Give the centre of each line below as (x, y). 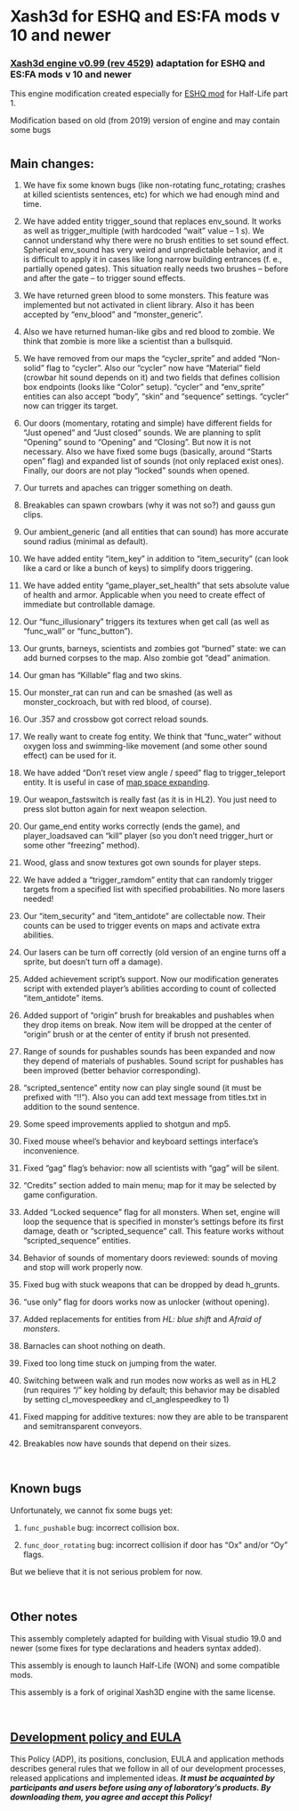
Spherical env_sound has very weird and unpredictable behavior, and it (153, 250)
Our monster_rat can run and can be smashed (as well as (128, 692)
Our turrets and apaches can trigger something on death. (128, 488)
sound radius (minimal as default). (85, 542)
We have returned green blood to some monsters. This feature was (146, 295)
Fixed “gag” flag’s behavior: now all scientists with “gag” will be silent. (151, 1168)
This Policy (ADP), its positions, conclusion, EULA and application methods (147, 1758)
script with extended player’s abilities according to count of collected (149, 988)
